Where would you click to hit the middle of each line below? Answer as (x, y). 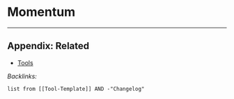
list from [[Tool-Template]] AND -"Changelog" (76, 89)
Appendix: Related (48, 46)
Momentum (41, 12)
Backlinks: (22, 76)
